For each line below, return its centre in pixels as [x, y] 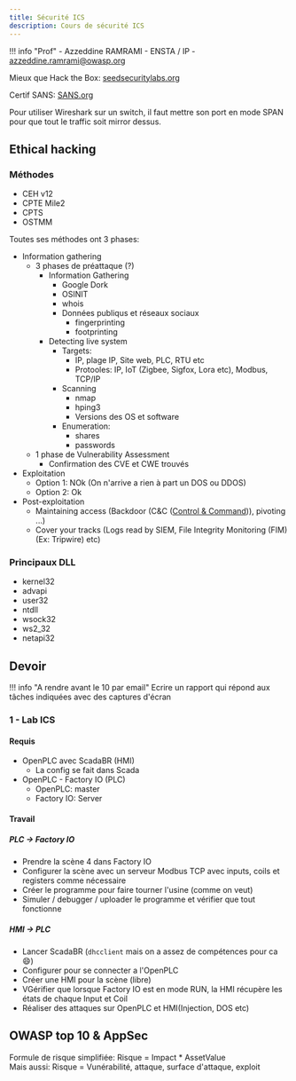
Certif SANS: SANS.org [51, 95]
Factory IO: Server [69, 799]
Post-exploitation [53, 501]
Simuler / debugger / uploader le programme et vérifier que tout [138, 899]
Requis [22, 741]
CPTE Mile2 [43, 203]
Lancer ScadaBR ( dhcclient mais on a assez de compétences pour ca [150, 951]
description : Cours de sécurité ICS [77, 26]
